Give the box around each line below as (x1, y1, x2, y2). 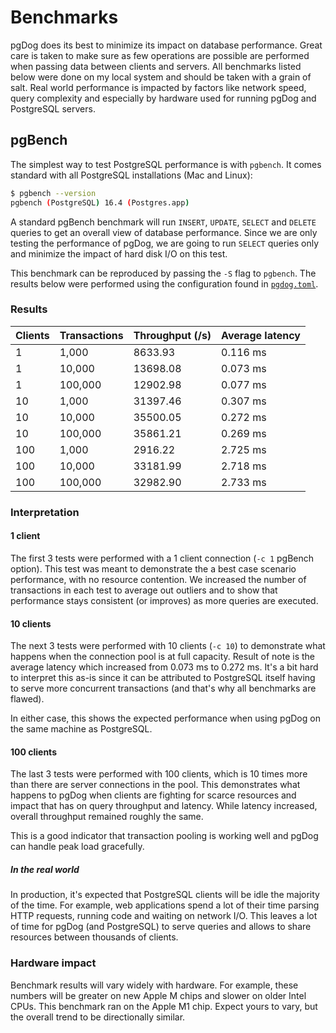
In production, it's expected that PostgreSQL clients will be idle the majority (10, 889, 320, 901)
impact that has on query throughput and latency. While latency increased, (10, 800, 318, 812)
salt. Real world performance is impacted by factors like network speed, (10, 81, 307, 93)
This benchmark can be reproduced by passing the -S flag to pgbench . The (10, 267, 317, 279)
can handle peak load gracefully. (10, 841, 145, 853)
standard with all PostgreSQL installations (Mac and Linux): (10, 169, 253, 181)
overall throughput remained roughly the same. (10, 811, 204, 823)
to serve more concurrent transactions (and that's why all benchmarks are (10, 682, 317, 695)
